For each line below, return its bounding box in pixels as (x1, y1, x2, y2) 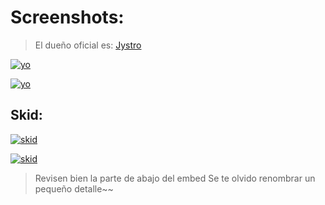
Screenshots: (10, 6, 125, 29)
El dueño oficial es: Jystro (34, 39, 142, 51)
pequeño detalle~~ (34, 182, 114, 195)
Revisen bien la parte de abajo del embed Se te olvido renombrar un (34, 172, 316, 184)
